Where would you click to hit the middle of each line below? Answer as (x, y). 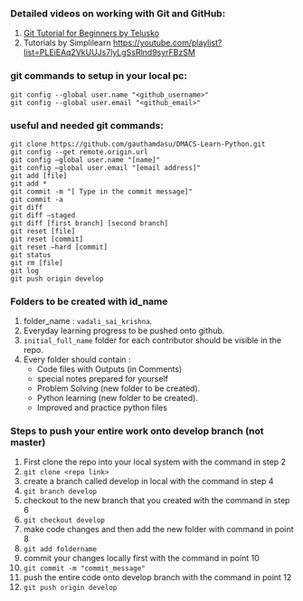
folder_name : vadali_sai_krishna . (88, 321)
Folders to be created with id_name (89, 301)
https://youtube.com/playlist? (167, 43)
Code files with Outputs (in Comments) (109, 369)
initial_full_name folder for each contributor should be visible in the (152, 340)
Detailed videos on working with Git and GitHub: (118, 14)
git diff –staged (43, 215)
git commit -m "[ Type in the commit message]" (102, 191)
